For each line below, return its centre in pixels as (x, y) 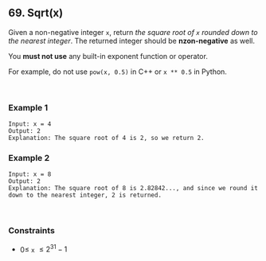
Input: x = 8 (30, 174)
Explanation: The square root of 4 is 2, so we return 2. (106, 138)
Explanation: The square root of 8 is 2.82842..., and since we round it (133, 189)
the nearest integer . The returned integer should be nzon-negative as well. (132, 41)
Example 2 (29, 158)
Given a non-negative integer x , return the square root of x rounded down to (133, 32)
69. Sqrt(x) (36, 13)
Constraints (32, 231)
